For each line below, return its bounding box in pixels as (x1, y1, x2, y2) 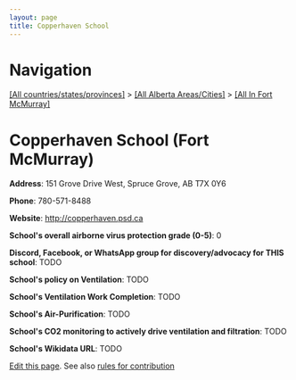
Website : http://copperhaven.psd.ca (9, 213, 144, 224)
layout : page (9, 12, 58, 22)
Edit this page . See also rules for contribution (9, 360, 176, 371)
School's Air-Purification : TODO (9, 309, 131, 319)
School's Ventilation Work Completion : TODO (9, 292, 181, 302)
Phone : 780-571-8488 (9, 195, 92, 206)
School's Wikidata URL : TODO (9, 343, 123, 354)
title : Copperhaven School (9, 21, 110, 30)
